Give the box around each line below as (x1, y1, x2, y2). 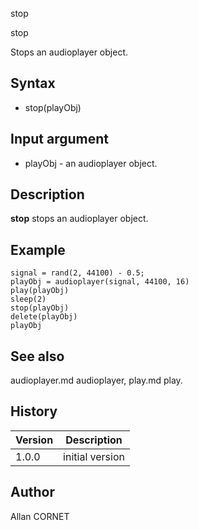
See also (10, 348, 65, 365)
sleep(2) (10, 294, 47, 305)
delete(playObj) (10, 312, 78, 322)
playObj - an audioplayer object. (24, 157, 158, 169)
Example (10, 241, 66, 258)
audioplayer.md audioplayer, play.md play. (10, 374, 183, 387)
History (10, 403, 58, 420)
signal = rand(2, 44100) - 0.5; (10, 268, 145, 278)
